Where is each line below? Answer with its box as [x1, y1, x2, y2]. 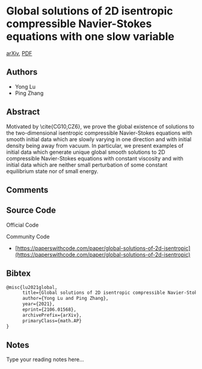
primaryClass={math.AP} [22, 317, 82, 324]
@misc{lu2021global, [6, 284, 58, 290]
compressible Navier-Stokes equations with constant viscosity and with [6, 154, 183, 162]
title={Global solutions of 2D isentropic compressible [22, 290, 165, 296]
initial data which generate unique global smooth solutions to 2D [6, 148, 165, 156]
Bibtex [6, 269, 31, 279]
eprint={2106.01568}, [22, 306, 77, 313]
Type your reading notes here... [6, 356, 84, 363]
